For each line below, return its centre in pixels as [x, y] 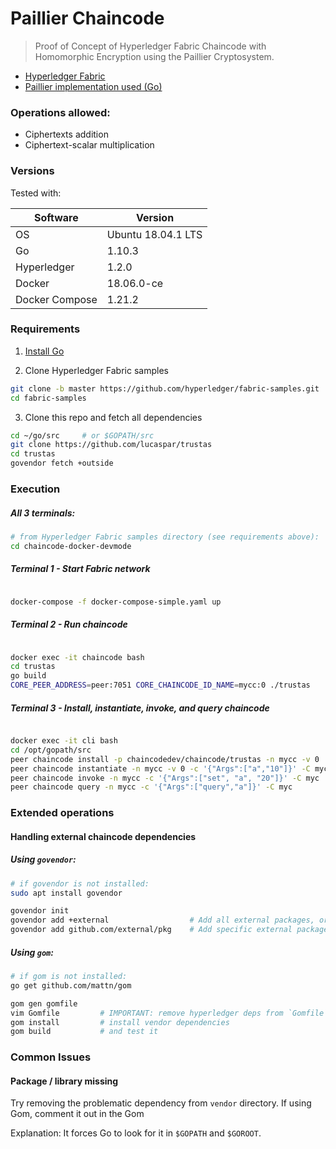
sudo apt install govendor [66, 893]
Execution [35, 489]
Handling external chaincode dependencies [103, 836]
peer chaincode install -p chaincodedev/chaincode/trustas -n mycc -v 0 [165, 759]
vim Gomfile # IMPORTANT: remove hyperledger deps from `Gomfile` [169, 1013]
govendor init [40, 911]
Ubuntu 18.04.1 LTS [154, 234]
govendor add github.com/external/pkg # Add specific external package [169, 930]
